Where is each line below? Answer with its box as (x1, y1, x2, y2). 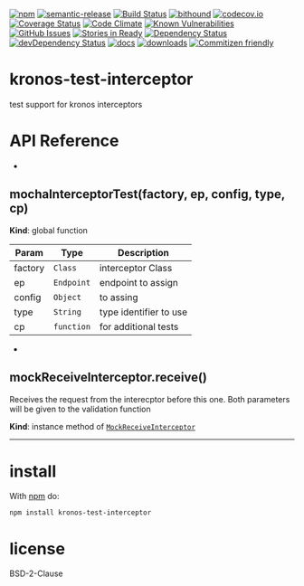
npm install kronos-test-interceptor (9, 508, 152, 517)
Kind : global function (9, 224, 89, 235)
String (52, 307, 81, 317)
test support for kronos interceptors (9, 99, 143, 109)
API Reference (9, 131, 119, 151)
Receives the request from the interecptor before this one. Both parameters (9, 393, 290, 404)
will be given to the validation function (9, 403, 151, 414)
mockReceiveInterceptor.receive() (9, 370, 208, 385)
